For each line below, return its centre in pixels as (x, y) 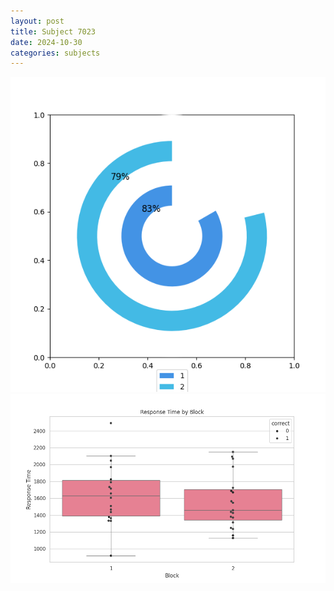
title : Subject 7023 (53, 31)
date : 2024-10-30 (46, 42)
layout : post (37, 21)
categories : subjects (55, 53)
